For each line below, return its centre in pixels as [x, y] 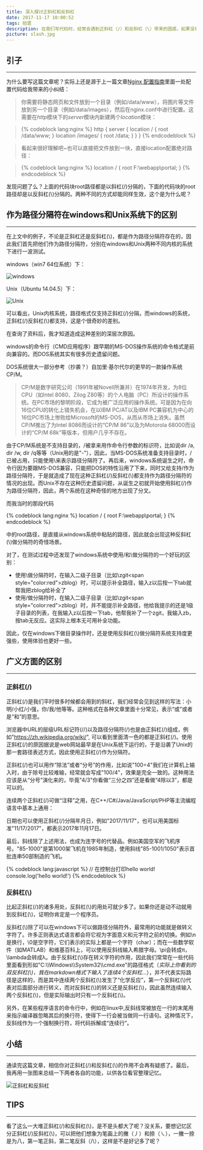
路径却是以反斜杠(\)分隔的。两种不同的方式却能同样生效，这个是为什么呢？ [99, 194]
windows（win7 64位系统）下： [46, 264]
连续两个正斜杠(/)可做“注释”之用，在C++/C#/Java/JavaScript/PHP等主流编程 [101, 800]
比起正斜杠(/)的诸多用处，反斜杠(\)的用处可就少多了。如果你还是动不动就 [96, 907]
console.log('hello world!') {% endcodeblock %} [66, 875]
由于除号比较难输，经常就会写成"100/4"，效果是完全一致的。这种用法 [108, 772]
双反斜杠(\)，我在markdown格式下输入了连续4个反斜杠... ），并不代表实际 [96, 973]
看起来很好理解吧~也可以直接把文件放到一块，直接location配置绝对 [104, 148]
